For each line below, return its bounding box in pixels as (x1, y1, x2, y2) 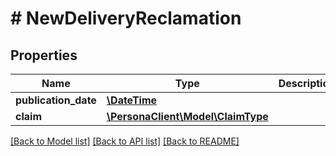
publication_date (15, 93, 97, 107)
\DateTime (106, 93, 158, 107)
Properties (10, 47, 78, 64)
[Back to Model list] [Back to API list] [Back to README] (10, 135, 240, 147)
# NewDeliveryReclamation (10, 7, 242, 30)
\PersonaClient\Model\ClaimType (106, 110, 269, 123)
